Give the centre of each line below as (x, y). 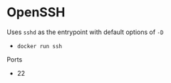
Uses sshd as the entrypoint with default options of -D (85, 32)
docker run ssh (40, 46)
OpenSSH (36, 12)
